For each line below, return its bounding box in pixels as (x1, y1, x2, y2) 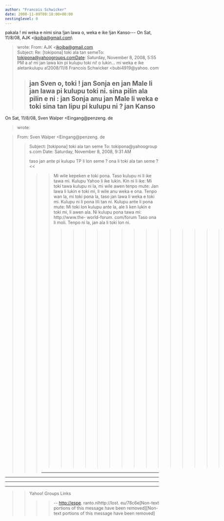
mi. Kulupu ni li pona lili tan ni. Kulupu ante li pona (53, 199, 153, 205)
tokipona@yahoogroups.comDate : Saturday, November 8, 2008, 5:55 (17, 55, 157, 61)
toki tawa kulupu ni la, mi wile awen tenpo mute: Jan (53, 183, 159, 189)
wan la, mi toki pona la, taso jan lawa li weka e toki (53, 194, 155, 199)
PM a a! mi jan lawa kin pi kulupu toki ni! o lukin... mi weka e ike (17, 60, 144, 66)
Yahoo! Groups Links (29, 491, 71, 497)
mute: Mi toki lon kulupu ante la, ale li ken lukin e (53, 204, 151, 210)
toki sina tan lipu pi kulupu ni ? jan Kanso (29, 102, 155, 110)
